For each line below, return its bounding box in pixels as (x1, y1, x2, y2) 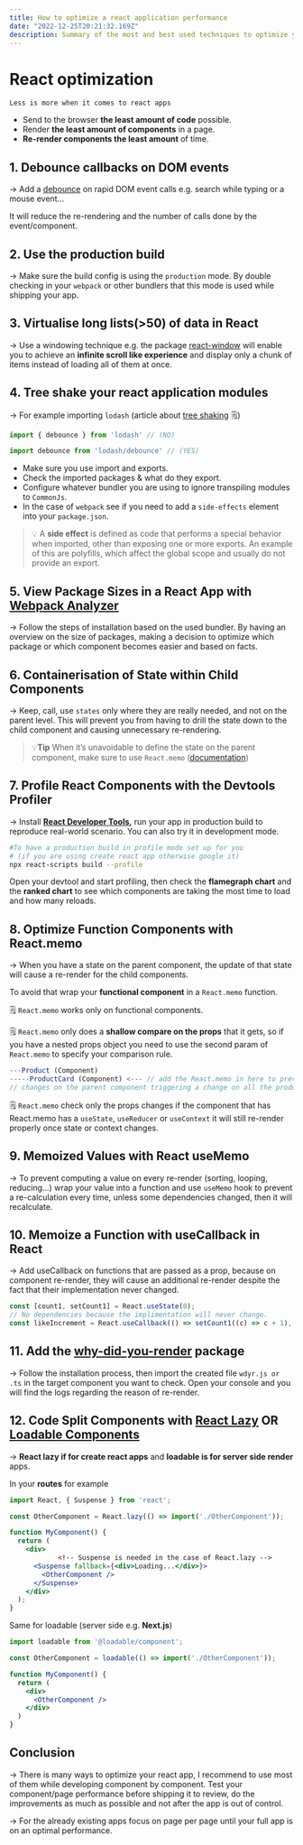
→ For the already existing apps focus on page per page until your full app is (9, 1815, 293, 1826)
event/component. (9, 220, 78, 231)
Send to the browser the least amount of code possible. (22, 115, 232, 125)
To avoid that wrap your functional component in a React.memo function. (9, 987, 278, 998)
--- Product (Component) (9, 1066, 99, 1075)
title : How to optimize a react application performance (9, 13, 228, 23)
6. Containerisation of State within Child (9, 667, 239, 682)
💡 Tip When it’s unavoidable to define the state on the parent (31, 742, 255, 752)
